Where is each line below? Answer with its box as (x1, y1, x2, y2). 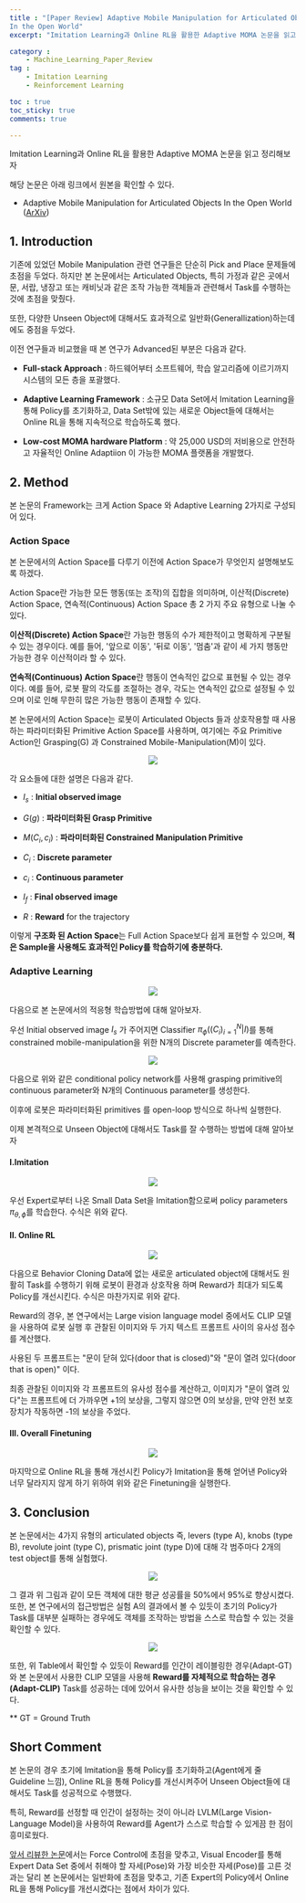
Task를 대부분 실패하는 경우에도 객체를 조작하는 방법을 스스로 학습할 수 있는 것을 (9, 1613, 294, 1624)
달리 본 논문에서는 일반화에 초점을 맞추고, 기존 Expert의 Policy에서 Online (25, 1872, 290, 1883)
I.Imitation (9, 1156, 49, 1167)
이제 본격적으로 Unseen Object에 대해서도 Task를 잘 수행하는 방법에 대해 (9, 1124, 270, 1135)
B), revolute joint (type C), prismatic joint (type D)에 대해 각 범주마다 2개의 (9, 1541, 281, 1552)
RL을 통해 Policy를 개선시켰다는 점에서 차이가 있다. (9, 1883, 190, 1895)
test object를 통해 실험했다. (9, 1553, 107, 1564)
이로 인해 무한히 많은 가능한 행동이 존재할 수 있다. (25, 695, 201, 706)
